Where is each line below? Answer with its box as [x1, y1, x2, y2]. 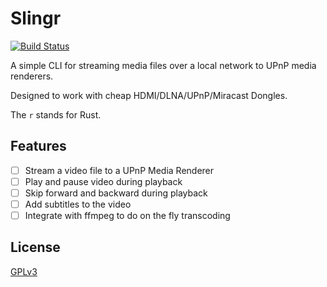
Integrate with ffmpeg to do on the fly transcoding [24, 210, 231, 221]
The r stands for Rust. [10, 108, 102, 121]
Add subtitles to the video [24, 198, 132, 210]
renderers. [10, 70, 54, 82]
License [10, 239, 61, 256]
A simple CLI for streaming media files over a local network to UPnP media [10, 59, 317, 71]
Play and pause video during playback [24, 175, 183, 187]
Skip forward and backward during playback [24, 187, 208, 199]
